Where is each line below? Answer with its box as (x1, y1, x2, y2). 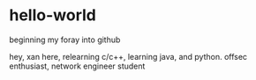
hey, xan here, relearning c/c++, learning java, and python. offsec (9, 51, 248, 62)
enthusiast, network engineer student (9, 61, 146, 71)
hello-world (9, 5, 97, 25)
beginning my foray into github (9, 34, 121, 45)
